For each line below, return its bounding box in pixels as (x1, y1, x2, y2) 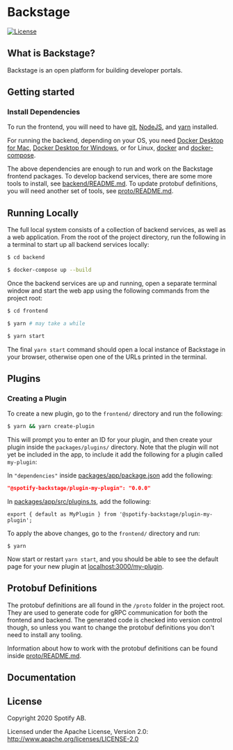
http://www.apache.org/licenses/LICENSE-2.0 (7, 735, 139, 743)
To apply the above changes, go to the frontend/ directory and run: (7, 529, 200, 537)
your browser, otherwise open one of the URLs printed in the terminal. (7, 353, 207, 361)
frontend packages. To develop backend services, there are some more (7, 172, 213, 181)
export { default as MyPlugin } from (7, 511, 117, 518)
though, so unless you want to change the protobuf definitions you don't (7, 623, 215, 632)
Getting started (7, 86, 75, 98)
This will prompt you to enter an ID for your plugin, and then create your (7, 436, 213, 444)
